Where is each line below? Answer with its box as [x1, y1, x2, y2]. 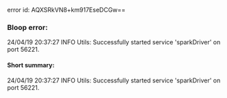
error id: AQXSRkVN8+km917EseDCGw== [7, 6, 126, 14]
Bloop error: [7, 22, 48, 32]
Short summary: [7, 61, 55, 69]
